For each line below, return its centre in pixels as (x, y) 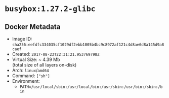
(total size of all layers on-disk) (44, 65)
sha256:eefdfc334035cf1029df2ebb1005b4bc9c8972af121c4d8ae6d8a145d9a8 (88, 45)
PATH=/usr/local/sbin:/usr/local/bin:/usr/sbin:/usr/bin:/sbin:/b (91, 87)
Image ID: (22, 39)
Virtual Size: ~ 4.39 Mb (36, 59)
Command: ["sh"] (31, 76)
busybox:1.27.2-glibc (50, 9)
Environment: (26, 81)
